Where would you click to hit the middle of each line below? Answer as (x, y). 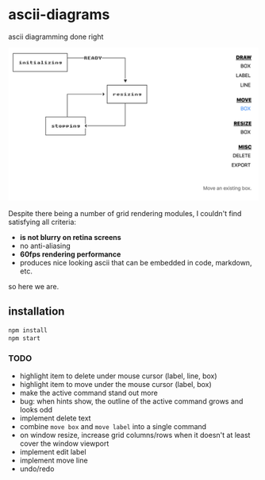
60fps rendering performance (70, 254)
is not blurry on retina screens (70, 237)
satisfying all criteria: (42, 222)
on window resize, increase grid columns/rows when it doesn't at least (135, 435)
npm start (25, 339)
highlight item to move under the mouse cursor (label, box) (115, 384)
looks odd (36, 409)
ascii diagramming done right (56, 37)
